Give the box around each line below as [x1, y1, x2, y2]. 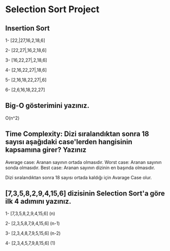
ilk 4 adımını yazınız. [5, 197, 72, 206]
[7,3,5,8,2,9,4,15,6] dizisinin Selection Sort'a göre [5, 189, 165, 198]
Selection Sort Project [5, 4, 100, 15]
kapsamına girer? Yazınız [5, 146, 87, 154]
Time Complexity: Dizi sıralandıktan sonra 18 [5, 130, 150, 138]
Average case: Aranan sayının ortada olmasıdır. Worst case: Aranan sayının [5, 159, 162, 165]
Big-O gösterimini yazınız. [5, 101, 90, 110]
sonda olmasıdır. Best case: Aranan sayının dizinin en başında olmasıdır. [5, 164, 155, 171]
